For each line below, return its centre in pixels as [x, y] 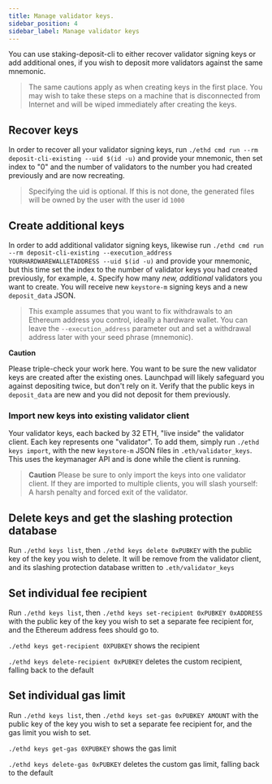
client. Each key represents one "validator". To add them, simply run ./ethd [134, 442]
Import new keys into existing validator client [99, 416]
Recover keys [43, 130]
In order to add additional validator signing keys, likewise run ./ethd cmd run [136, 245]
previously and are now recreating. [67, 176]
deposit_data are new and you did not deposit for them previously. [120, 394]
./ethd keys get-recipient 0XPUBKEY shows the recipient [104, 645]
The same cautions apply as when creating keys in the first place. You [145, 87]
